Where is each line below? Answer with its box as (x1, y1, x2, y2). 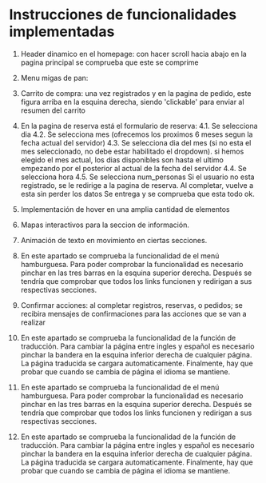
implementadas (9, 22, 115, 41)
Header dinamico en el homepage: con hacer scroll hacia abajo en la (20, 49, 247, 58)
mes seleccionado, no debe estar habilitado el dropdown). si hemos (20, 146, 244, 156)
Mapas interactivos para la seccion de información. (20, 220, 190, 230)
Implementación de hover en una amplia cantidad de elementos (20, 204, 230, 214)
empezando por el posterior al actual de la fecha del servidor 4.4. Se (20, 163, 247, 173)
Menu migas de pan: (20, 73, 89, 82)
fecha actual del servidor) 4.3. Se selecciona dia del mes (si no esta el (20, 138, 252, 147)
